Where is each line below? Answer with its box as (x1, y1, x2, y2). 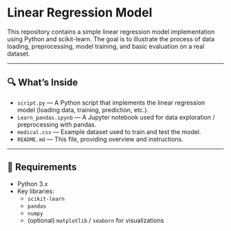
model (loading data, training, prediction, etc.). (16, 105, 149, 114)
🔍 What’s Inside (7, 77, 78, 89)
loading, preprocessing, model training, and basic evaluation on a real (7, 42, 205, 50)
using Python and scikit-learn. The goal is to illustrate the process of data (7, 34, 215, 43)
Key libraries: (16, 187, 55, 195)
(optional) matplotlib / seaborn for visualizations (27, 216, 164, 224)
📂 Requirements (7, 162, 77, 173)
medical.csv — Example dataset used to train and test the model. (16, 127, 201, 135)
